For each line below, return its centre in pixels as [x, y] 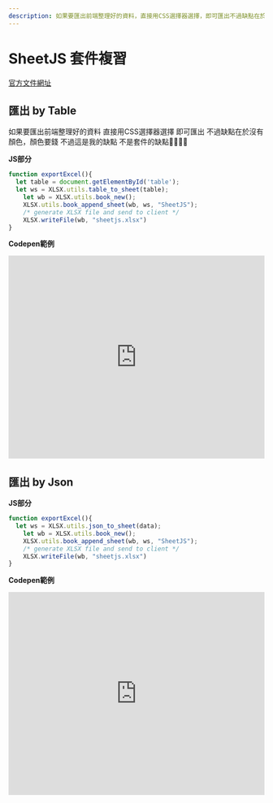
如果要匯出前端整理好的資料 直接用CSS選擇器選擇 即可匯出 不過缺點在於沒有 [136, 132]
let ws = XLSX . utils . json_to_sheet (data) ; [89, 526]
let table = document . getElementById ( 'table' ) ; [98, 182]
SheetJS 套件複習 [68, 58]
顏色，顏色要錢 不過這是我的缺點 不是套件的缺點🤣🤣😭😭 [98, 142]
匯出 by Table [43, 110]
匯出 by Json [41, 482]
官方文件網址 [30, 83]
